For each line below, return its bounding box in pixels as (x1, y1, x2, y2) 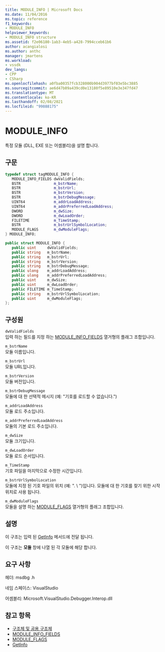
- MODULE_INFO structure (5, 35, 56, 40)
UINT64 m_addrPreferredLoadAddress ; (11, 204, 114, 209)
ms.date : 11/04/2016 (5, 12, 48, 17)
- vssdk (5, 62, 21, 67)
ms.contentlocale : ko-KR (5, 95, 56, 100)
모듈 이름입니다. (5, 349, 36, 355)
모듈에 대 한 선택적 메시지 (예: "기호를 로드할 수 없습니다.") (5, 394, 117, 400)
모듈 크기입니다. (5, 438, 36, 444)
